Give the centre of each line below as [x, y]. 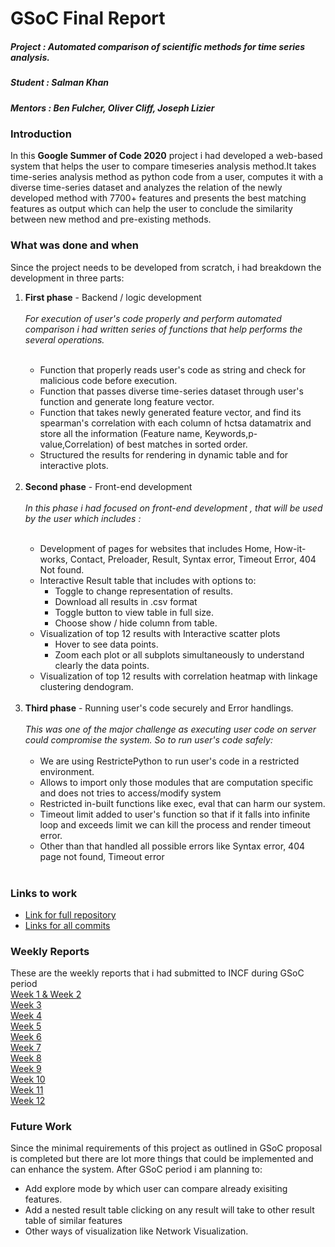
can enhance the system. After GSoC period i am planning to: [136, 1169]
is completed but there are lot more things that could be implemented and [162, 1159]
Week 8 [26, 1058]
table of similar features [73, 1221]
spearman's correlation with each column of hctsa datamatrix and [175, 423]
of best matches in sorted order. [181, 444]
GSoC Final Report [88, 18]
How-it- [290, 548]
